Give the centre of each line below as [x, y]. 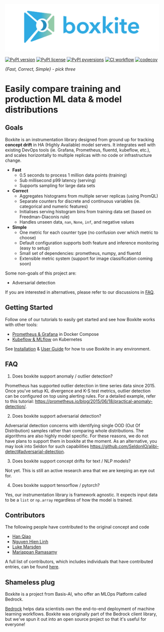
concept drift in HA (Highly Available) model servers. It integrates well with [80, 145]
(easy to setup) [35, 248]
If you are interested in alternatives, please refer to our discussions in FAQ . [80, 292]
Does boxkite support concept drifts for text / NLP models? [71, 461]
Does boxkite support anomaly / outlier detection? [62, 376]
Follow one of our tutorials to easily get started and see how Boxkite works [80, 319]
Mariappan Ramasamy [35, 552]
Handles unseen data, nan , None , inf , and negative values [77, 222]
